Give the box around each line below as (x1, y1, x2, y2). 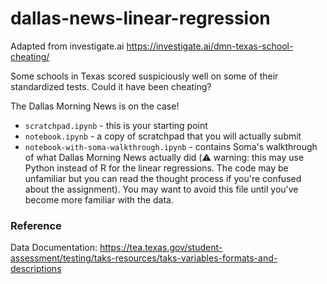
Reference (10, 218, 62, 232)
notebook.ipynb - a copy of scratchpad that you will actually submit (24, 130, 302, 142)
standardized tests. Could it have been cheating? (10, 80, 212, 92)
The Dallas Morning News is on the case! (10, 100, 180, 112)
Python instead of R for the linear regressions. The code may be (24, 162, 289, 174)
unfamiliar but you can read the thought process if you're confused (24, 172, 302, 184)
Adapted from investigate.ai (10, 40, 125, 52)
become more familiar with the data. (24, 193, 174, 206)
